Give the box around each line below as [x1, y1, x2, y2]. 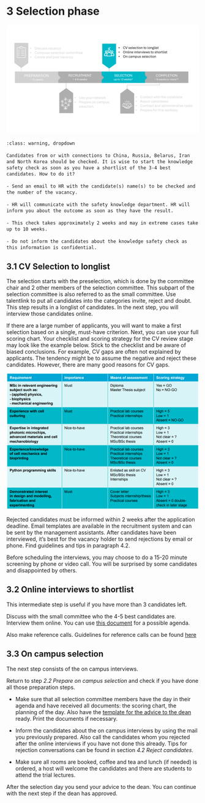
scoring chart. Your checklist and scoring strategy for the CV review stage [6, 335, 194, 343]
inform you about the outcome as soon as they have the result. [6, 208, 174, 214]
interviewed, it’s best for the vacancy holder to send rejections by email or [6, 535, 193, 543]
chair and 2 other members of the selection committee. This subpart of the [6, 284, 195, 292]
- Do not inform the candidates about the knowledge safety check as [6, 238, 188, 245]
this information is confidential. [6, 245, 97, 251]
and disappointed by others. [6, 567, 78, 574]
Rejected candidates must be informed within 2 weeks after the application [6, 516, 195, 523]
